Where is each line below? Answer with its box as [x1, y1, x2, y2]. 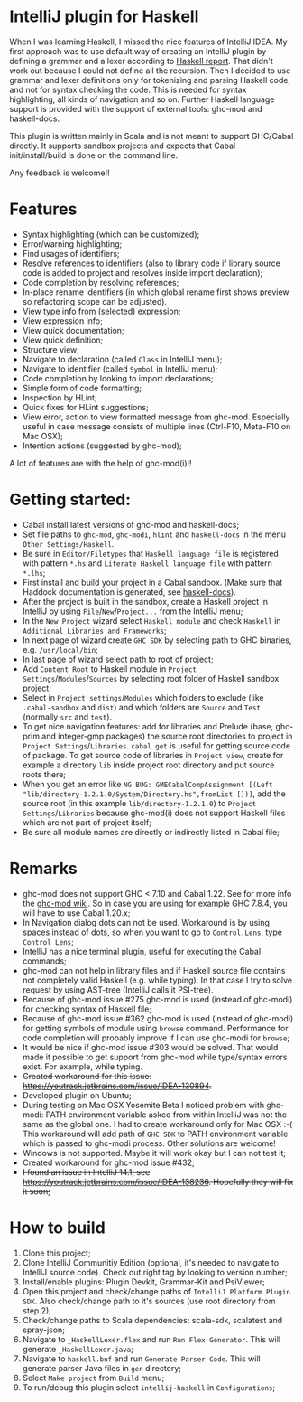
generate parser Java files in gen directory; [22, 1362, 182, 1373]
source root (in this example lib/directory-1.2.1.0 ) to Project [22, 797, 257, 808]
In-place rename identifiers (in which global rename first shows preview [22, 287, 290, 297]
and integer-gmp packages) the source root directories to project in [41, 730, 293, 741]
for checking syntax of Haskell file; [22, 1003, 151, 1014]
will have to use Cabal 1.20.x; [22, 907, 131, 918]
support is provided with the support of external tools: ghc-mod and [9, 103, 262, 114]
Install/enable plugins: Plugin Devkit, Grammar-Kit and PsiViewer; [22, 1276, 265, 1287]
